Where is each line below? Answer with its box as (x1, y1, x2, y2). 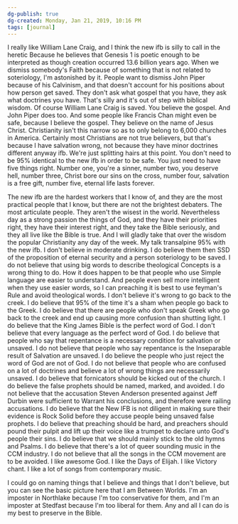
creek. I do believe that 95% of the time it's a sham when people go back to (7, 299, 229, 307)
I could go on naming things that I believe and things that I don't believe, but (7, 478, 229, 487)
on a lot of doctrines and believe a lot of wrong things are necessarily (7, 367, 211, 375)
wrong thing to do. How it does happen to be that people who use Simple (7, 268, 222, 277)
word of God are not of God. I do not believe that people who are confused (7, 359, 226, 368)
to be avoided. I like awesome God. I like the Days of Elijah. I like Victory (7, 457, 217, 466)
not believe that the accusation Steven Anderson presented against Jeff (7, 389, 218, 398)
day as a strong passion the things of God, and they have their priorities (7, 215, 217, 224)
